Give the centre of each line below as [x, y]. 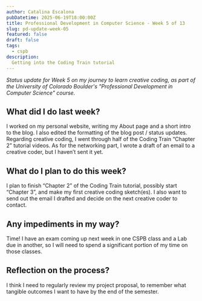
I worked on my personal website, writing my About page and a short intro [99, 126]
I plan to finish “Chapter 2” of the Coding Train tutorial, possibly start [92, 186]
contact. [17, 205]
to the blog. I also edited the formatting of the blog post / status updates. [97, 133]
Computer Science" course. [41, 93]
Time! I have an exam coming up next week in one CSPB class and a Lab [97, 238]
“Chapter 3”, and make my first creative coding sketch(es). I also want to [97, 192]
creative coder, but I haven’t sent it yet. [55, 152]
